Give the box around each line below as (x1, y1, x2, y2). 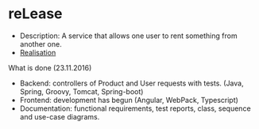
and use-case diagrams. (19, 112, 100, 121)
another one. (19, 39, 62, 48)
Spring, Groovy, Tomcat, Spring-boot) (19, 86, 144, 96)
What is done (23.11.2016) (8, 63, 92, 72)
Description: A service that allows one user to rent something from (19, 31, 238, 40)
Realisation (19, 47, 56, 57)
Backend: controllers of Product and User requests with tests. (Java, (19, 78, 244, 88)
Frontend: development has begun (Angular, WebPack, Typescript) (19, 95, 238, 104)
